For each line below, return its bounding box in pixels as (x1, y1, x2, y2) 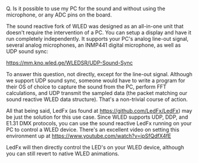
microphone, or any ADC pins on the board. (6, 11, 112, 18)
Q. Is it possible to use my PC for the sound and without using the (6, 5, 165, 12)
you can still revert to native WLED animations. (6, 150, 119, 157)
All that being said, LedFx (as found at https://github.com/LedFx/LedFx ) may (6, 107, 193, 114)
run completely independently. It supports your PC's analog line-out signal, (6, 35, 189, 42)
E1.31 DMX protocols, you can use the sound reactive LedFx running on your (6, 120, 192, 126)
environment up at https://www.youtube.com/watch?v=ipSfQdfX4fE (6, 132, 171, 139)
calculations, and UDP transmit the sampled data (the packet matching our (6, 90, 188, 96)
